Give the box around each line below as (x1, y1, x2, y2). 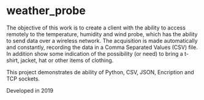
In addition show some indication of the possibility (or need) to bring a (6, 50, 184, 57)
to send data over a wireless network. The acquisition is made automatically (6, 37, 198, 44)
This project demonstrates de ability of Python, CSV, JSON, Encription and (6, 68, 194, 75)
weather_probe (6, 4, 86, 18)
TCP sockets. (6, 75, 40, 82)
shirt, (6, 56, 20, 64)
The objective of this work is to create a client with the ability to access (6, 24, 186, 31)
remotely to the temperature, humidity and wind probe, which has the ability (6, 30, 198, 37)
